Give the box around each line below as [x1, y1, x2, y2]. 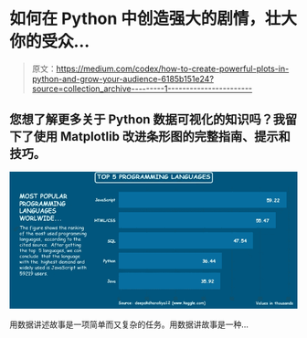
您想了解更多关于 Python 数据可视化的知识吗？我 [9, 111, 286, 128]
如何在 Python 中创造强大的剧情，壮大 [9, 8, 298, 29]
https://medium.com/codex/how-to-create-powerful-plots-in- [56, 63, 290, 74]
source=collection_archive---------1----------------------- [31, 83, 253, 94]
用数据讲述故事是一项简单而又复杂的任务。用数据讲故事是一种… [9, 319, 249, 330]
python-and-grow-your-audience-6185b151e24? [31, 73, 215, 84]
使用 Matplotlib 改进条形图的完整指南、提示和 [33, 129, 291, 144]
